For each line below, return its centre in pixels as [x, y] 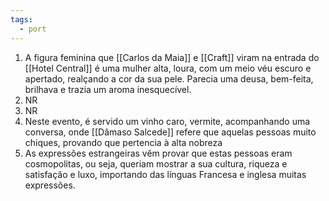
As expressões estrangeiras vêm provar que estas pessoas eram [158, 153]
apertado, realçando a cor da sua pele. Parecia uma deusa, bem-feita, [169, 78]
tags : [21, 19]
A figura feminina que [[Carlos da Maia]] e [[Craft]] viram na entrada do [172, 57]
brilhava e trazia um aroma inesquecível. [108, 89]
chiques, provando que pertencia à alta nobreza [123, 142]
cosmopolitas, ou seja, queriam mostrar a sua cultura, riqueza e [156, 163]
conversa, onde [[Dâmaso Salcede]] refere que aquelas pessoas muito [170, 132]
